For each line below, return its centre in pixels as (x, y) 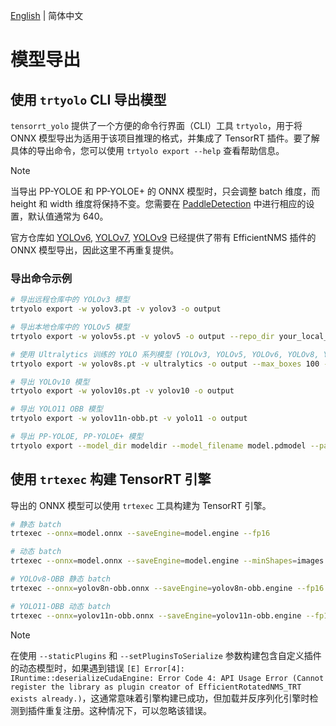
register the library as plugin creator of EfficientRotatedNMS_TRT (156, 687)
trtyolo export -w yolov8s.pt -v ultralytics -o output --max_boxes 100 (165, 364)
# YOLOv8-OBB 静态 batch (60, 579)
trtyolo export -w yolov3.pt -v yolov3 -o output (116, 309)
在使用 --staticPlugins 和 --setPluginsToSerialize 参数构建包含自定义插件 (166, 655)
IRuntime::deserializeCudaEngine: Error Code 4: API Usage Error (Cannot (167, 678)
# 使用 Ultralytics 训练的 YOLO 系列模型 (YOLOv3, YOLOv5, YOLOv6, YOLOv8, (165, 354)
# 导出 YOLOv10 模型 (50, 382)
